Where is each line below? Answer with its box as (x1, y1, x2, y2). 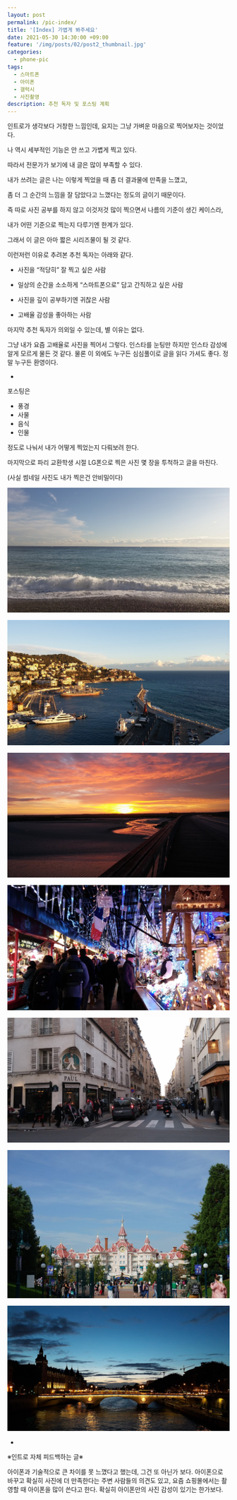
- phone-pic (13, 56, 49, 63)
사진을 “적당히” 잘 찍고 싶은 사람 (17, 265, 107, 274)
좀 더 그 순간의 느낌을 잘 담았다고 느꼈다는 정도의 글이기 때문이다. (7, 190, 186, 199)
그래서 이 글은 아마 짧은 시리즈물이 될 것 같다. (7, 236, 132, 244)
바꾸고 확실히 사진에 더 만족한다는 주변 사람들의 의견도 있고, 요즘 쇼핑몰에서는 (7, 1476, 220, 1484)
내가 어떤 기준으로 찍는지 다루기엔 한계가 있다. (7, 221, 134, 229)
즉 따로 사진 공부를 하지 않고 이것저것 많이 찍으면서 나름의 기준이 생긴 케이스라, (7, 205, 224, 214)
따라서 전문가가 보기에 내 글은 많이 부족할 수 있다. (7, 161, 143, 169)
